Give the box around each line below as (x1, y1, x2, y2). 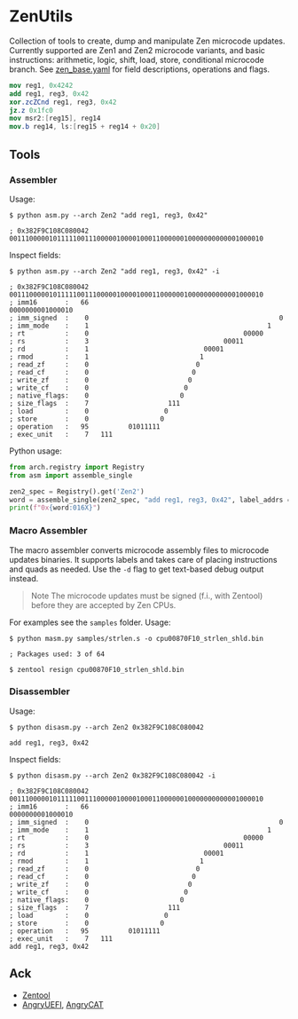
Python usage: (9, 446, 62, 456)
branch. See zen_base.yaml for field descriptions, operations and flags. (9, 64, 271, 75)
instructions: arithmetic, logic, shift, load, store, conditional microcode (9, 54, 264, 65)
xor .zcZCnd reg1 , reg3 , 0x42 (9, 98, 117, 107)
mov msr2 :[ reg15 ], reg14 (9, 114, 101, 123)
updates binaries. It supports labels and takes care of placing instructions (9, 554, 278, 565)
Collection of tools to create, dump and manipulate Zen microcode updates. (9, 36, 286, 46)
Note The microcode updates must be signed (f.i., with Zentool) (30, 590, 263, 601)
